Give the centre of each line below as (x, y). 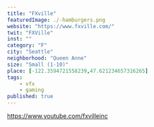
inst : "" (20, 39)
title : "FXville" (32, 13)
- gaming (32, 90)
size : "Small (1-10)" (38, 65)
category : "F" (27, 45)
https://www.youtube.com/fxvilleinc (57, 116)
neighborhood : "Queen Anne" (47, 58)
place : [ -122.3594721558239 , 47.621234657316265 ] (78, 71)
